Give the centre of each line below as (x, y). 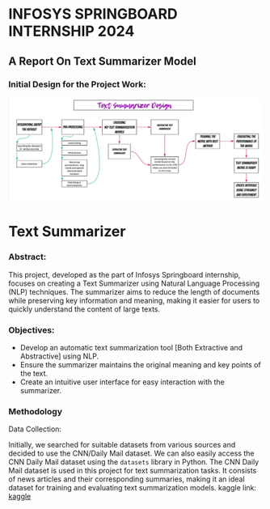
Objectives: (32, 330)
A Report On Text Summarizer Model (102, 61)
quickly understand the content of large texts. (84, 309)
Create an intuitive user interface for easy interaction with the (122, 382)
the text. (34, 373)
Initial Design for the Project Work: (78, 84)
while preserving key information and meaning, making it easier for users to (134, 300)
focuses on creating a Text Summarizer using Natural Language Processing (134, 283)
